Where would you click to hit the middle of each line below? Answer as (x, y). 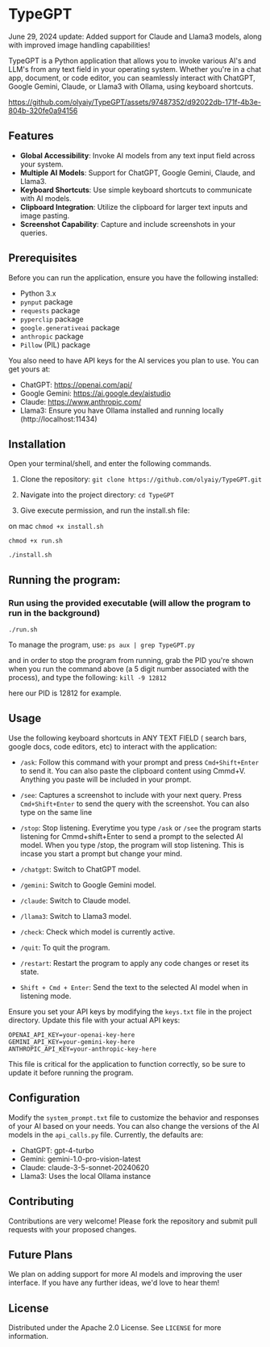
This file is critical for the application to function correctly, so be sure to (127, 1064)
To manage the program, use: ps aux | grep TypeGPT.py (102, 645)
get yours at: (29, 369)
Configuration (44, 1098)
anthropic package (52, 336)
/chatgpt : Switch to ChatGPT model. (80, 869)
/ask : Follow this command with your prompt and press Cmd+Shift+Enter (139, 762)
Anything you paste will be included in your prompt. (106, 779)
